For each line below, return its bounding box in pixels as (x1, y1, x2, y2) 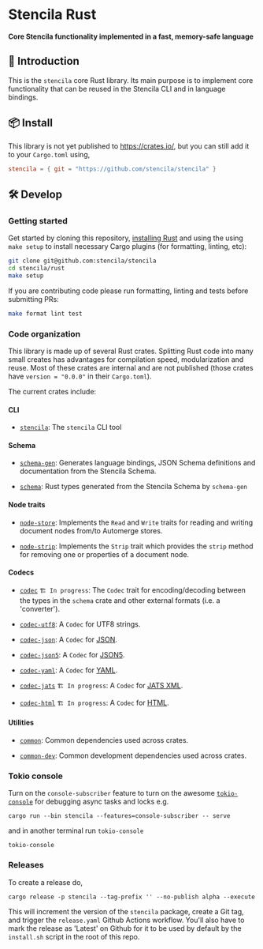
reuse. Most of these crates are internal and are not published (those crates (8, 363, 254, 372)
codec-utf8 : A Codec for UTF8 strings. (19, 619, 141, 629)
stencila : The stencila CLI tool (19, 423, 122, 432)
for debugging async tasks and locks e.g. (35, 796, 169, 807)
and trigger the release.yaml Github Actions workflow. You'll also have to (8, 915, 245, 925)
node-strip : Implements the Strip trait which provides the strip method (19, 541, 254, 551)
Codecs (8, 567, 35, 578)
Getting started (8, 215, 69, 226)
